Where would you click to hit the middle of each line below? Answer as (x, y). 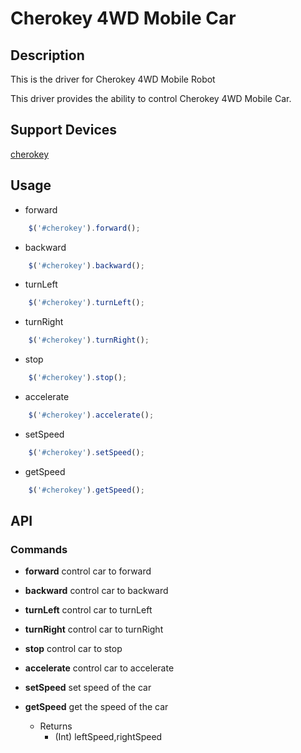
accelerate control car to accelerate (99, 668)
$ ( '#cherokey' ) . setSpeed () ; (86, 452)
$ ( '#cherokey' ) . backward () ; (86, 265)
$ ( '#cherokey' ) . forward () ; (84, 228)
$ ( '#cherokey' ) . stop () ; (78, 378)
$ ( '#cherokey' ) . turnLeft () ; (86, 303)
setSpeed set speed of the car (88, 688)
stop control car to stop (73, 649)
